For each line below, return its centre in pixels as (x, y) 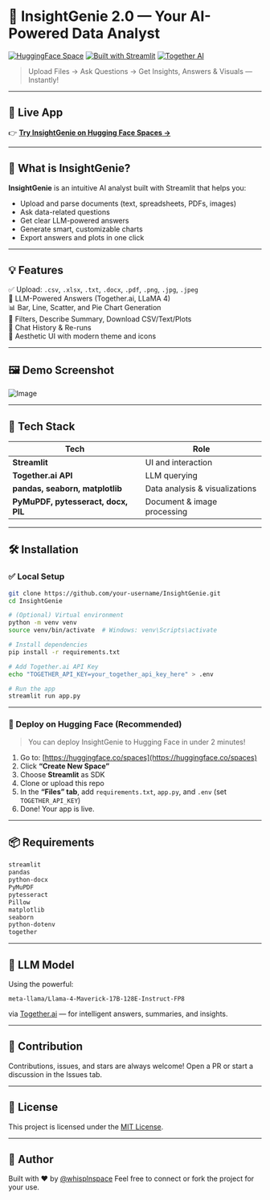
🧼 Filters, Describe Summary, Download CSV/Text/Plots (100, 319)
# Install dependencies (48, 645)
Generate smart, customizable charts (81, 229)
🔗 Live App (36, 113)
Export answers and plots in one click (82, 237)
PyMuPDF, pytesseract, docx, (70, 502)
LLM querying (172, 475)
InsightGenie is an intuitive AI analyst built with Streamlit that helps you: (127, 187)
